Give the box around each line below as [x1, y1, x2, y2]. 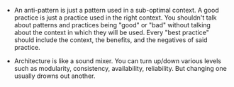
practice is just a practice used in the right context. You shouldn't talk [13, 13, 217, 22]
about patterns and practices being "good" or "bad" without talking [13, 21, 211, 29]
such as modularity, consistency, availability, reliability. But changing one [13, 65, 227, 72]
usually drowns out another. [13, 72, 96, 80]
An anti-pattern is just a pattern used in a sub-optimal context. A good [13, 6, 219, 14]
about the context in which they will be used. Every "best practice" [13, 28, 209, 36]
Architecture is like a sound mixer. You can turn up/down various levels [13, 57, 222, 65]
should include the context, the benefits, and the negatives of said [13, 36, 208, 44]
